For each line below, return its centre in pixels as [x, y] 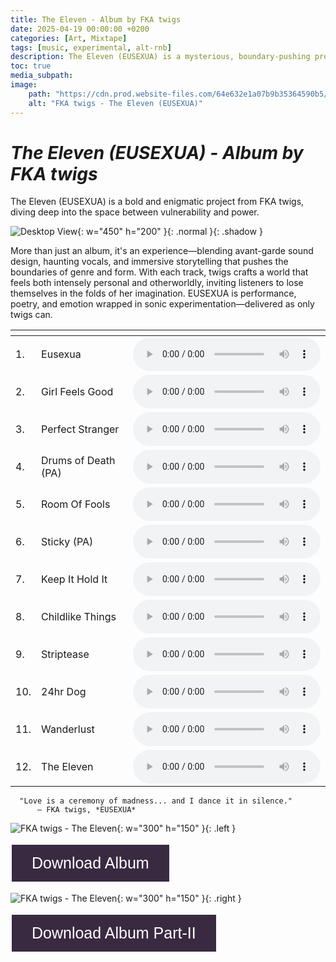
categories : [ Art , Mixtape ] [69, 38]
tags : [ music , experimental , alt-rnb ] [91, 47]
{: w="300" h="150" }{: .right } [179, 898]
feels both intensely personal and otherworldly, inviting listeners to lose [157, 283]
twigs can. [31, 315]
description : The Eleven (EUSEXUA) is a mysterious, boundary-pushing [160, 57]
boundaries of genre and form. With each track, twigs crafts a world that [159, 272]
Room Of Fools [76, 504]
